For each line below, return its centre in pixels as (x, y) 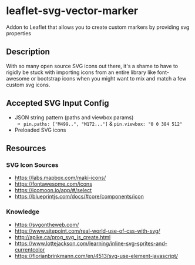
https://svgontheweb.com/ (47, 224)
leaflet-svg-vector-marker (72, 11)
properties (19, 33)
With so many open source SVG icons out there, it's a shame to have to (92, 66)
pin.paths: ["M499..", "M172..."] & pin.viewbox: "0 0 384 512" (103, 123)
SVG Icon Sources (32, 165)
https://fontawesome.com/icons (53, 184)
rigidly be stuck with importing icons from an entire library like (81, 72)
